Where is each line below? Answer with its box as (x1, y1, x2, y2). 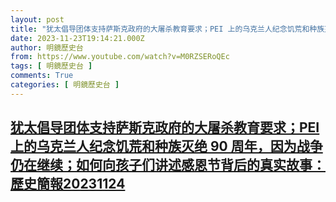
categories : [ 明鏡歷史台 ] (10, 80, 120, 90)
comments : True (10, 71, 74, 81)
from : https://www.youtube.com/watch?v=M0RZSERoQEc (10, 52, 230, 62)
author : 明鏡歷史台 (10, 42, 84, 53)
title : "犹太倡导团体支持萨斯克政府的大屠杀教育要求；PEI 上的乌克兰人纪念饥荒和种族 (10, 24, 325, 34)
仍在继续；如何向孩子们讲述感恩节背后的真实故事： (10, 157, 326, 174)
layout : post (10, 14, 65, 25)
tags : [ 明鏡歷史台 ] (10, 61, 93, 71)
